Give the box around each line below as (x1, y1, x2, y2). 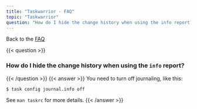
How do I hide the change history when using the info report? (6, 62, 185, 70)
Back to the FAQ (6, 36, 45, 43)
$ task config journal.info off (6, 86, 85, 92)
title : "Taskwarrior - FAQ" (6, 8, 75, 15)
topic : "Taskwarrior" (6, 14, 59, 20)
